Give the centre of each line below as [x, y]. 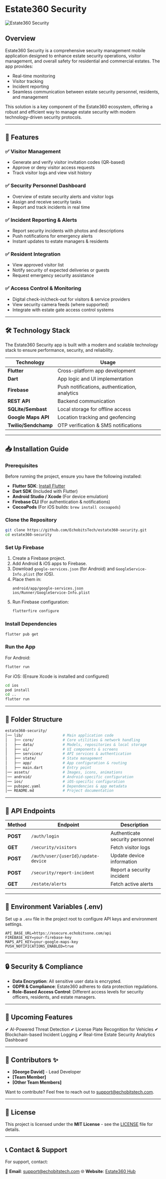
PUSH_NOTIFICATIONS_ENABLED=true [40, 946]
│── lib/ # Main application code [59, 735]
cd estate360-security [28, 535]
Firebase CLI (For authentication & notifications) [61, 502]
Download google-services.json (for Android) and [63, 569]
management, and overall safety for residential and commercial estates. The [83, 61]
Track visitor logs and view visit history [52, 173]
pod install [17, 690]
